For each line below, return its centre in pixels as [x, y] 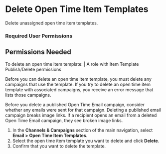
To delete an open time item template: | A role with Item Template [72, 64]
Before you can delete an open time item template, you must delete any [79, 79]
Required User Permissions [39, 36]
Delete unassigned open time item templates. [52, 23]
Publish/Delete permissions [33, 69]
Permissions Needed [38, 52]
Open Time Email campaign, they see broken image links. [64, 120]
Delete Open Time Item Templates [77, 9]
